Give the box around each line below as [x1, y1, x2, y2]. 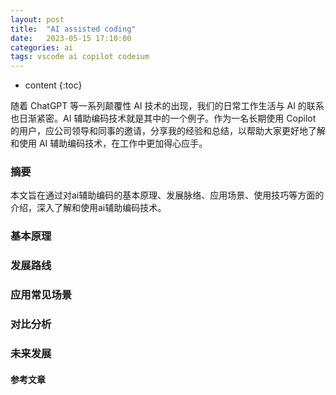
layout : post [10, 14, 65, 25]
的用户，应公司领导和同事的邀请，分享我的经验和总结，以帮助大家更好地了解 [10, 125, 326, 137]
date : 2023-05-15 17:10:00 [10, 33, 132, 43]
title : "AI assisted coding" [10, 24, 137, 34]
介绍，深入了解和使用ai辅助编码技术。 [10, 202, 167, 214]
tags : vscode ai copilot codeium [10, 52, 150, 62]
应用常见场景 [10, 288, 73, 302]
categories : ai [10, 42, 74, 53]
